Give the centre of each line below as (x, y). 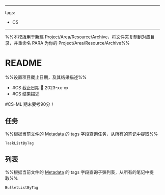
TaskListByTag (20, 143)
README (24, 63)
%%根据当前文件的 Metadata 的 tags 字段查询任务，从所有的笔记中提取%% (82, 134)
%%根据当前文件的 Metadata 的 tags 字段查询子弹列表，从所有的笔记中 (77, 172)
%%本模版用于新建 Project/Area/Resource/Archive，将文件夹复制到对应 (78, 37)
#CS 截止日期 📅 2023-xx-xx (40, 87)
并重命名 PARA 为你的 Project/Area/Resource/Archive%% (72, 43)
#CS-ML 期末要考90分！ (30, 104)
